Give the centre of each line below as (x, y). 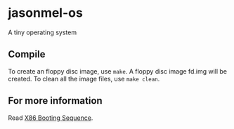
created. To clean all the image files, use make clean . (84, 79)
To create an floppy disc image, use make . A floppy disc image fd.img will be (118, 71)
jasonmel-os (45, 13)
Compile (27, 54)
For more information (55, 101)
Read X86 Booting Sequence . (51, 118)
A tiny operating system (42, 32)
